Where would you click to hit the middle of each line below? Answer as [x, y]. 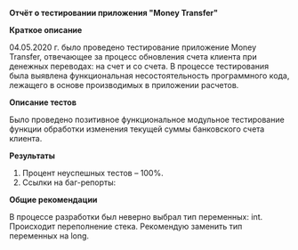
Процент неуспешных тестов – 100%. [93, 173]
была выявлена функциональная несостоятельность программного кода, [149, 76]
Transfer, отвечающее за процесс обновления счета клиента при [133, 56]
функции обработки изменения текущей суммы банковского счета [137, 129]
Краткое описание [46, 30]
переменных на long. [49, 236]
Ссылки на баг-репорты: [69, 182]
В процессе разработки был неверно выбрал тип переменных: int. [136, 217]
